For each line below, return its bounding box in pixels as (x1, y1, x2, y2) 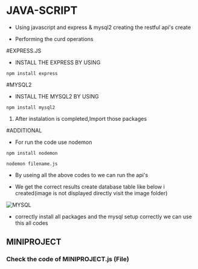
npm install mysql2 (6, 104, 56, 111)
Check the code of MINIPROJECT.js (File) (6, 255, 130, 264)
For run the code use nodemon (14, 138, 92, 146)
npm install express (6, 70, 59, 76)
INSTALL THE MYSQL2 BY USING (14, 92, 100, 100)
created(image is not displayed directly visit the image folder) (14, 189, 168, 196)
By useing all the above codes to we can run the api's (14, 171, 148, 178)
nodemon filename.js (6, 161, 59, 167)
